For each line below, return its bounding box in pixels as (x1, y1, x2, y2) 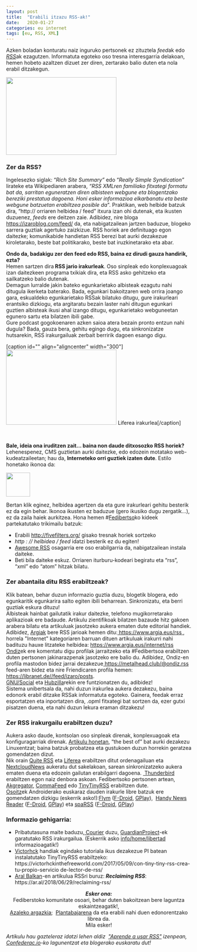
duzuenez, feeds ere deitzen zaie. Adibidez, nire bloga (6, 214, 138, 221)
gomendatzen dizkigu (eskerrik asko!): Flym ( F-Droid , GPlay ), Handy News (6, 795, 187, 802)
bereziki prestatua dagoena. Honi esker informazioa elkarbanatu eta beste (6, 195, 188, 202)
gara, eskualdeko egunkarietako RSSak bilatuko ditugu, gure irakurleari (6, 294, 178, 301)
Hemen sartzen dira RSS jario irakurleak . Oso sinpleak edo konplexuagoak (6, 263, 188, 270)
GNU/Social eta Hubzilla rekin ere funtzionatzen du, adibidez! (6, 679, 153, 686)
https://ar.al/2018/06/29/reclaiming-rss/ (14, 879, 112, 886)
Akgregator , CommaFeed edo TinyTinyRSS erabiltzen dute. (6, 782, 149, 789)
